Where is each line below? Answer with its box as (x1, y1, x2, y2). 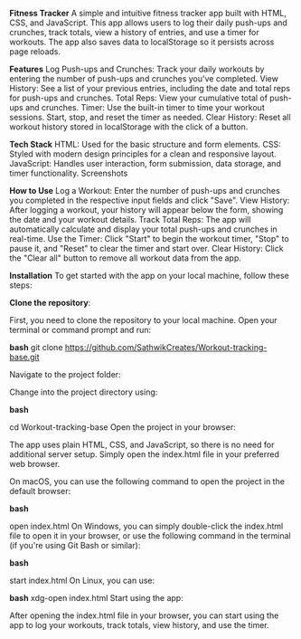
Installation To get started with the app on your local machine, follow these (9, 271, 289, 281)
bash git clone (9, 342, 63, 352)
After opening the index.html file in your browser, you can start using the (9, 610, 279, 621)
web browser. (9, 459, 61, 469)
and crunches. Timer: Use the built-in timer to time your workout (25, 102, 265, 112)
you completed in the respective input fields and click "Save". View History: (9, 195, 290, 205)
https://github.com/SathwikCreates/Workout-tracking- (64, 342, 268, 352)
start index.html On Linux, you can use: (9, 575, 155, 586)
